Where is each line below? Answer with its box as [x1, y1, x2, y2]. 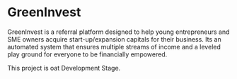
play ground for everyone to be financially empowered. [7, 50, 168, 59]
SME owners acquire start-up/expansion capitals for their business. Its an [7, 35, 221, 43]
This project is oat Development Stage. [7, 63, 121, 72]
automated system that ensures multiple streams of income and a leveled [7, 42, 221, 51]
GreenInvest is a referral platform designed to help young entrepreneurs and [7, 28, 230, 36]
